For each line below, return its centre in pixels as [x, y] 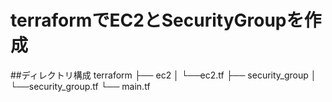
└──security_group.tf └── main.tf [80, 86]
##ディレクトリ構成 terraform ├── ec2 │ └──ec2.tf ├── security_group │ [163, 75]
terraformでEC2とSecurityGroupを [157, 20]
